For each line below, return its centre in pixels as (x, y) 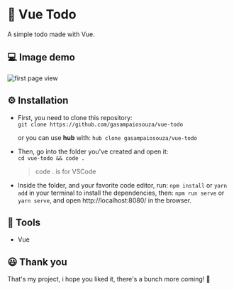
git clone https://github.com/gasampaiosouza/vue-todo (100, 124)
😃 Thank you (37, 262)
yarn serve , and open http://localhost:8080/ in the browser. (105, 200)
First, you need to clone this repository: (75, 117)
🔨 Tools (24, 222)
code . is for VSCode (66, 171)
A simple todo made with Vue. (51, 34)
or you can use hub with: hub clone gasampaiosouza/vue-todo (107, 137)
